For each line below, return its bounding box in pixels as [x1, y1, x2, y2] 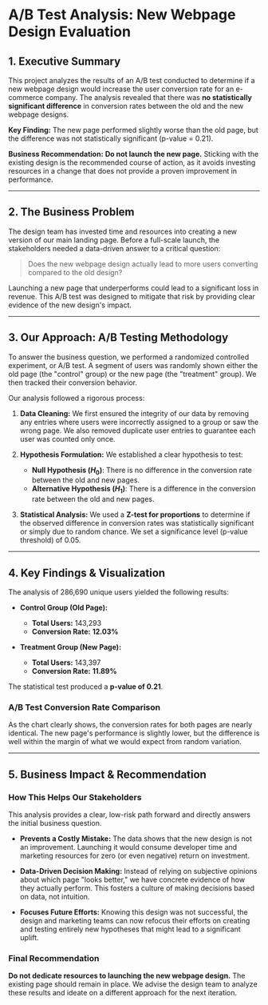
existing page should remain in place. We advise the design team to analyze [8, 979, 258, 989]
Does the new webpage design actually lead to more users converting [27, 258, 258, 269]
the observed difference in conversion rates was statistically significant [19, 519, 254, 528]
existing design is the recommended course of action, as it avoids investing [8, 158, 256, 167]
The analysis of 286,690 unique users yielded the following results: [8, 587, 229, 597]
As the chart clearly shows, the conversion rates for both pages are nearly [8, 720, 253, 730]
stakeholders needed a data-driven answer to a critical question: [8, 243, 221, 253]
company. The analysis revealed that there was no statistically [45, 93, 253, 102]
